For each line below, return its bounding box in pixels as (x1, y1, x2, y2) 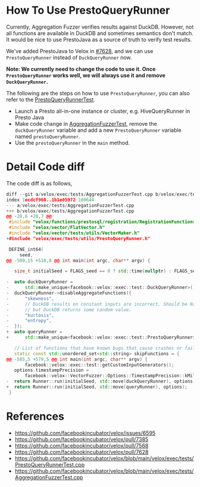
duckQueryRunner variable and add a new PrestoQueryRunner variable (14, 126, 182, 134)
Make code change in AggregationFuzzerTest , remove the (14, 120, 157, 127)
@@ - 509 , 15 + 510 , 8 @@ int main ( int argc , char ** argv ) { (6, 258, 151, 263)
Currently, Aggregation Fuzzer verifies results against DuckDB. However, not (6, 23, 194, 30)
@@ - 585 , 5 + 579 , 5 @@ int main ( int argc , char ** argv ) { (6, 356, 148, 362)
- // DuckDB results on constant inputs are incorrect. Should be (6, 301, 187, 307)
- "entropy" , (6, 318, 52, 324)
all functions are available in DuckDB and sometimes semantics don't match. (6, 29, 193, 36)
